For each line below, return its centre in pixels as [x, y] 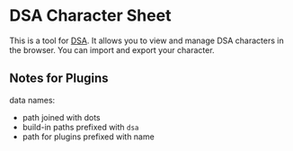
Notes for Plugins [59, 79]
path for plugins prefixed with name [88, 137]
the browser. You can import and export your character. [112, 49]
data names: [32, 100]
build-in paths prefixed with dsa [80, 127]
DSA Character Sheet [90, 16]
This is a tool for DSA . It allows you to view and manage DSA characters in [147, 40]
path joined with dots [61, 117]
